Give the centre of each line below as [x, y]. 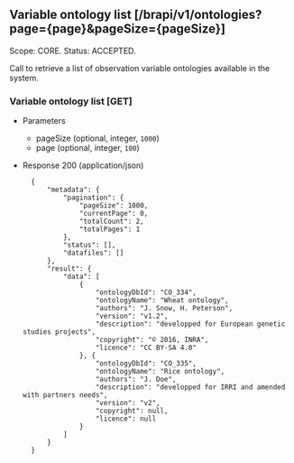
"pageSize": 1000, [114, 206]
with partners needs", [65, 395]
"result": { [69, 269]
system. [24, 78]
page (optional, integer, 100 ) [87, 148]
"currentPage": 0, [114, 214]
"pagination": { [93, 198]
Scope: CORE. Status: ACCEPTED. [73, 51]
